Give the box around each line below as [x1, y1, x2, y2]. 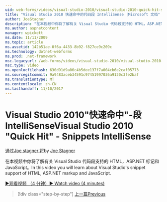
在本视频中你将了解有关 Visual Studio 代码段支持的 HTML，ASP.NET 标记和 [5, 158, 160, 165]
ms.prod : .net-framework [5, 53, 57, 59]
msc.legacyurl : [5, 58, 37, 63]
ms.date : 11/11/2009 [5, 35, 48, 40]
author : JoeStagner [5, 16, 46, 21]
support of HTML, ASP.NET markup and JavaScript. [5, 170, 111, 176]
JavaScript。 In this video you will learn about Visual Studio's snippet [5, 165, 146, 171]
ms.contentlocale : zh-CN [5, 81, 57, 86]
